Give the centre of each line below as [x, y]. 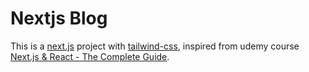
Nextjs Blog [59, 18]
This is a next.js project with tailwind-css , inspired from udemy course [155, 46]
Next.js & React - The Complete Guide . [90, 56]
